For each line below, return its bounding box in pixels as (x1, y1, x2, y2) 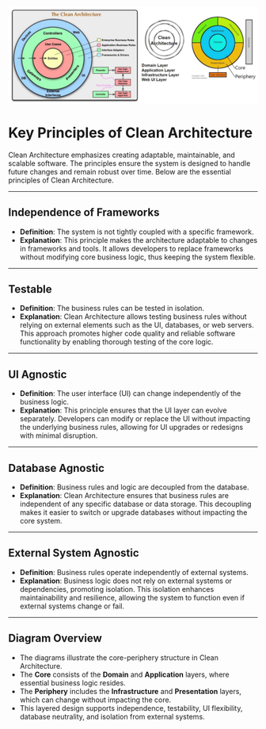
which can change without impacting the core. (19, 695, 172, 704)
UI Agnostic (8, 367, 67, 381)
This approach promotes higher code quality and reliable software (19, 328, 236, 339)
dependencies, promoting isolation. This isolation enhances (19, 584, 215, 593)
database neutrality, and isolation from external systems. (19, 712, 205, 721)
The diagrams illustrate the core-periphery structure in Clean (19, 653, 219, 662)
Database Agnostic (8, 461, 105, 474)
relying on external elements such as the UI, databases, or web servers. (19, 320, 255, 330)
